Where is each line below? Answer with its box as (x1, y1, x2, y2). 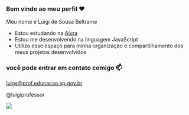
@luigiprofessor (6, 91, 45, 98)
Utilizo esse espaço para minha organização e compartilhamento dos (14, 42, 184, 49)
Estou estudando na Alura (14, 30, 78, 37)
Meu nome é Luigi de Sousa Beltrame (6, 18, 97, 25)
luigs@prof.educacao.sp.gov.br (6, 79, 83, 87)
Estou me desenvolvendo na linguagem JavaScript (14, 36, 138, 43)
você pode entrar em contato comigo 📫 (6, 64, 123, 72)
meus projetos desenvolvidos (14, 49, 87, 56)
